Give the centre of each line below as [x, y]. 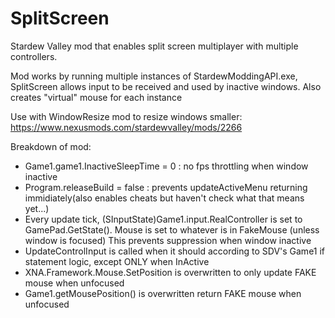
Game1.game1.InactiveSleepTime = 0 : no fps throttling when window [166, 166]
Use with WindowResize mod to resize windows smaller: [126, 116]
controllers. [34, 56]
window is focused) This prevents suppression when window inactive [168, 240]
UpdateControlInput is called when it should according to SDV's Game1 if [175, 251]
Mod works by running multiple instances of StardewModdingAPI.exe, [154, 76]
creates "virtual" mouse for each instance [96, 97]
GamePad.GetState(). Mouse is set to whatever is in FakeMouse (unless [172, 229]
